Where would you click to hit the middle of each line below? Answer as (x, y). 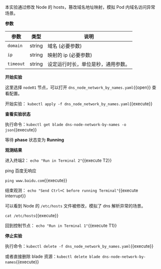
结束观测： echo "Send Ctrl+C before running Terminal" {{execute (72, 190)
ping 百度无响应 (21, 171)
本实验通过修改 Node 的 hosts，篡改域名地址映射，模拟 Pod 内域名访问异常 (80, 7)
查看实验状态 (18, 114)
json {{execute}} (21, 130)
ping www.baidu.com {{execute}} (36, 180)
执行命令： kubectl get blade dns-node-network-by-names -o (66, 124)
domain (15, 46)
